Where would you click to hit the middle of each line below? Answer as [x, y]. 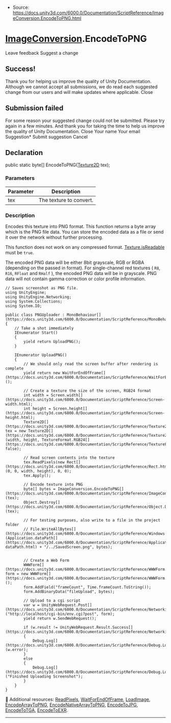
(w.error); [17, 650]
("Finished [17, 676]
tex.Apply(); [37, 476]
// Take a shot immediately [44, 328]
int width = [36, 395]
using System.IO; [24, 306]
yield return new [42, 373]
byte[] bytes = [40, 489]
